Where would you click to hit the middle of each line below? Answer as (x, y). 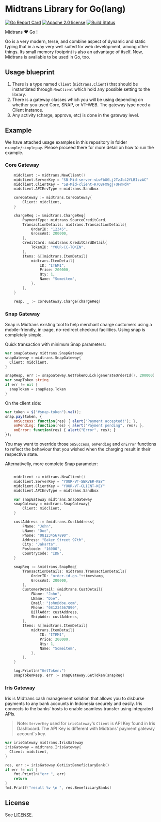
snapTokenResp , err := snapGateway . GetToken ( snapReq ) (69, 675)
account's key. (32, 734)
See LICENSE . (19, 815)
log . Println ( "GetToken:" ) (40, 671)
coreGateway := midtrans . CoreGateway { (53, 198)
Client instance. (28, 110)
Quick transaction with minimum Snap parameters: (56, 344)
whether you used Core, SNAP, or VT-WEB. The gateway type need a (81, 105)
